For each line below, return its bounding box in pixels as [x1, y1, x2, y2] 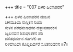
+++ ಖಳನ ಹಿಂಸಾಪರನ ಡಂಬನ [5, 14, 50, 19]
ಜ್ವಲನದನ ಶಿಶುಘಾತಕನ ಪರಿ [5, 30, 43, 36]
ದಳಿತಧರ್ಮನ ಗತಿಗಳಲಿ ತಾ [5, 36, 42, 41]
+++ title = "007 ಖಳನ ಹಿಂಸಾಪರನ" [5, 4, 65, 10]
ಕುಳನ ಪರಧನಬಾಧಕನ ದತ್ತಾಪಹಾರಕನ [5, 25, 57, 31]
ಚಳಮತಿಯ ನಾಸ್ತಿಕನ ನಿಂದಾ [5, 19, 43, 25]
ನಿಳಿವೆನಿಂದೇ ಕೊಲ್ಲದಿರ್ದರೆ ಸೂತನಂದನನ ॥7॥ [5, 41, 69, 47]
